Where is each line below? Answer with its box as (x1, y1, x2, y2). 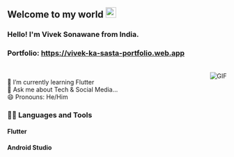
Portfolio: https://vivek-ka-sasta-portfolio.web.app (7, 48, 185, 58)
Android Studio (7, 143, 52, 151)
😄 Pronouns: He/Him (7, 92, 68, 101)
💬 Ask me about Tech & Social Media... (7, 85, 118, 94)
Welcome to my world (7, 8, 104, 21)
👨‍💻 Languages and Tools (7, 110, 93, 119)
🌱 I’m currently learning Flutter (7, 77, 95, 86)
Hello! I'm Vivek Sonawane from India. (7, 29, 139, 39)
